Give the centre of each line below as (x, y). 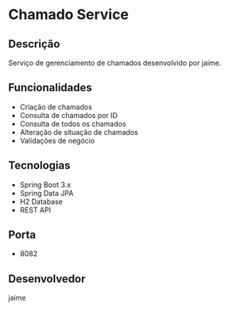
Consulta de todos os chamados (73, 124)
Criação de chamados (56, 107)
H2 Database (41, 201)
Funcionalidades (50, 88)
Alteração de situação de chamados (79, 132)
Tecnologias (39, 165)
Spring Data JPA (47, 193)
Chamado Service (69, 15)
